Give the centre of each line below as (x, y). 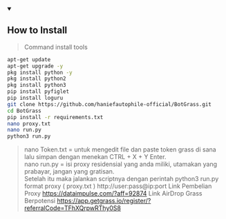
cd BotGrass (24, 111)
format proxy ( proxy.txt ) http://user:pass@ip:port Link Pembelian (118, 186)
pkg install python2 (37, 79)
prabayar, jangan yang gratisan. (69, 171)
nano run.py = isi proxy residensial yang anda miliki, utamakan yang (121, 164)
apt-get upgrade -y (35, 66)
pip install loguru (35, 98)
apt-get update (29, 59)
